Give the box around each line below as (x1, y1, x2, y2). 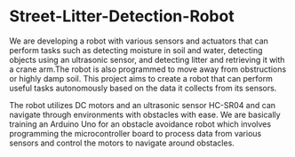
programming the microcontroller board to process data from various (9, 128, 262, 138)
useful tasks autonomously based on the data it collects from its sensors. (9, 82, 277, 93)
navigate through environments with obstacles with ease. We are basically (9, 109, 282, 120)
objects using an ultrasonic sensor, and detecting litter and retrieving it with (9, 54, 285, 65)
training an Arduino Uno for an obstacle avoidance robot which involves (9, 118, 272, 130)
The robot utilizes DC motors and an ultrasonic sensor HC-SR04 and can (9, 99, 276, 110)
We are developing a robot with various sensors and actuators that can (9, 35, 269, 46)
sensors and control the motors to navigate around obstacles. (9, 137, 235, 148)
